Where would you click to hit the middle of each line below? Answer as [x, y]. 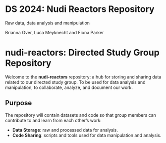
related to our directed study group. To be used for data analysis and [75, 82]
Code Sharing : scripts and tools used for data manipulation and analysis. [87, 135]
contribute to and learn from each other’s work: [53, 120]
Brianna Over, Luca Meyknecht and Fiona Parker [55, 32]
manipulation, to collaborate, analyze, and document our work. [69, 87]
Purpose [19, 103]
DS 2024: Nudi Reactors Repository [80, 9]
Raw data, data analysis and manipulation [48, 23]
